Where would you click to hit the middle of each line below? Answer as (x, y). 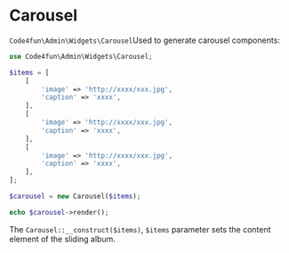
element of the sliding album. (62, 239)
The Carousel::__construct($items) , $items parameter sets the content (140, 229)
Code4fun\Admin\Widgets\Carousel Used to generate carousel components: (144, 40)
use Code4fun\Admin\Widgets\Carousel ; (81, 56)
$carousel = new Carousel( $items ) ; (75, 197)
